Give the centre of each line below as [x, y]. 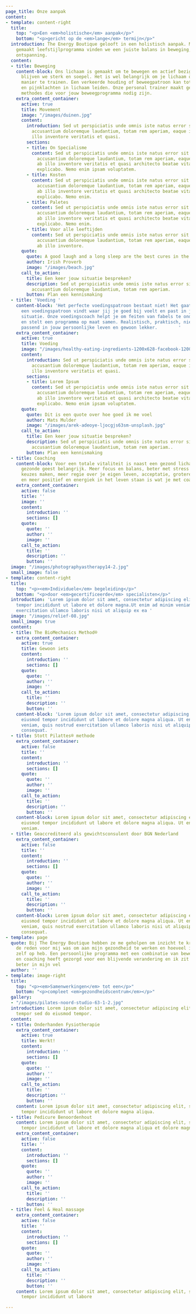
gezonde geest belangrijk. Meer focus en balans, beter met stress [105, 469]
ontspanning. [32, 55]
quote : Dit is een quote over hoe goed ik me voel [90, 414]
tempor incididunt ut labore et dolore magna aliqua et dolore [100, 1128]
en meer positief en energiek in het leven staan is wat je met [101, 480]
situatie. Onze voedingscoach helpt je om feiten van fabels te [101, 316]
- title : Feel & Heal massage [47, 1210]
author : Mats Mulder [51, 420]
